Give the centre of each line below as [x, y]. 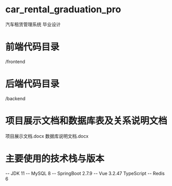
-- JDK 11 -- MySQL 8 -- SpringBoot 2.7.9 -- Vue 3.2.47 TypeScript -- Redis [85, 173]
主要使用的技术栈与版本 [55, 159]
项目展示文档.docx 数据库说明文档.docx [47, 136]
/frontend [15, 61]
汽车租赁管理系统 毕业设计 [33, 24]
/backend [15, 98]
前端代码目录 [33, 47]
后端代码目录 [33, 84]
